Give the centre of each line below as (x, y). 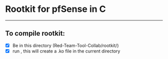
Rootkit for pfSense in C (55, 9)
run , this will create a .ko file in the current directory (66, 51)
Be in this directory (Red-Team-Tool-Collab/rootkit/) (65, 45)
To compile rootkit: (35, 33)
